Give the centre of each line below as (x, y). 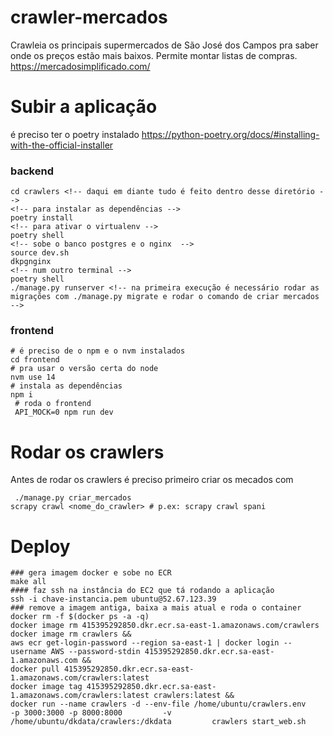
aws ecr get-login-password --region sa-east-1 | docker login (145, 643)
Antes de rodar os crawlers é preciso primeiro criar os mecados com (152, 480)
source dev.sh (40, 253)
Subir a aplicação (84, 107)
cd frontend (35, 360)
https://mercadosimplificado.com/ (80, 66)
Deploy (40, 546)
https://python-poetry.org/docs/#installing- (230, 134)
